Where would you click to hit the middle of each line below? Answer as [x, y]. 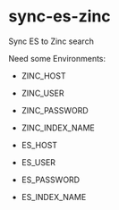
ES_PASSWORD [51, 180]
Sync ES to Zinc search [51, 41]
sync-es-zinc [59, 17]
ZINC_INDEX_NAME [58, 128]
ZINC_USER [42, 93]
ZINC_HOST [43, 76]
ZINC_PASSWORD [55, 110]
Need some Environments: [57, 58]
